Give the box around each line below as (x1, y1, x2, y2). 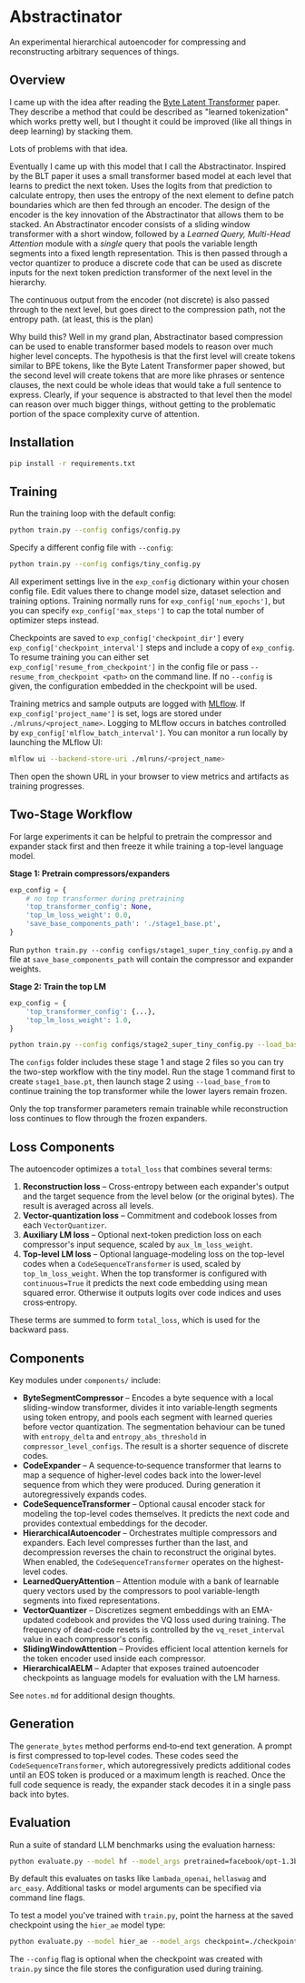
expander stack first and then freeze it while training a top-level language (9, 841, 284, 852)
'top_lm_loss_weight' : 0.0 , (25, 911, 132, 920)
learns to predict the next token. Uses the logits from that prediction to (9, 180, 272, 191)
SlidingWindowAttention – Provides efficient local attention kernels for (22, 1643, 289, 1654)
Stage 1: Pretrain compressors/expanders (9, 868, 171, 879)
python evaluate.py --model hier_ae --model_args (9, 1938, 202, 1947)
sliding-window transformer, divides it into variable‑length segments (22, 1401, 279, 1412)
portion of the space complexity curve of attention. (9, 408, 200, 419)
